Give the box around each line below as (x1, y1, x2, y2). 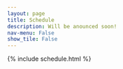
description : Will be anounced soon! (7, 23, 117, 30)
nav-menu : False (7, 29, 55, 37)
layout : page (7, 10, 45, 17)
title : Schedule (7, 17, 55, 23)
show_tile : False (7, 36, 58, 43)
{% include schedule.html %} (7, 55, 92, 63)
